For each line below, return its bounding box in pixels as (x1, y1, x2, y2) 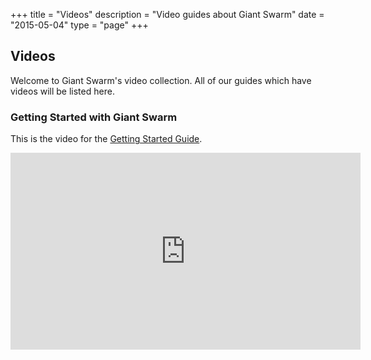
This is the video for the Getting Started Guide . (10, 133, 203, 145)
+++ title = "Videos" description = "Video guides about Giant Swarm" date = (10, 9, 325, 20)
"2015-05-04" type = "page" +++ (10, 19, 149, 31)
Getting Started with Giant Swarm (10, 110, 178, 124)
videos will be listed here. (10, 85, 115, 97)
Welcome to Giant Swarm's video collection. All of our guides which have (10, 74, 312, 86)
